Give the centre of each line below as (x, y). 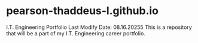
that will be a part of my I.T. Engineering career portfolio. (76, 33)
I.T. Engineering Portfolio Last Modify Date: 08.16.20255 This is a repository (99, 27)
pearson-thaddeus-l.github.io (83, 11)
